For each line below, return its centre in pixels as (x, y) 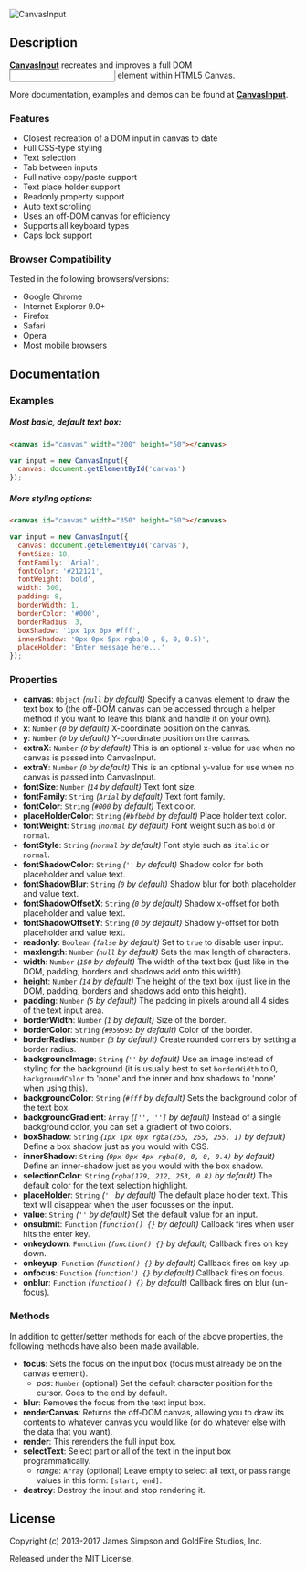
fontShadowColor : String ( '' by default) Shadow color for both (143, 865)
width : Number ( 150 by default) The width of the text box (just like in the (156, 962)
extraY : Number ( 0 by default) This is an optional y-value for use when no (158, 768)
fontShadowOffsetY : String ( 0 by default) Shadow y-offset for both (151, 923)
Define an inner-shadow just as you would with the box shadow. (143, 1166)
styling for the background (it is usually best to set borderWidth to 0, (150, 1069)
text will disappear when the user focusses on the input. (128, 1205)
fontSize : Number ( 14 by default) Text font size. (110, 787)
